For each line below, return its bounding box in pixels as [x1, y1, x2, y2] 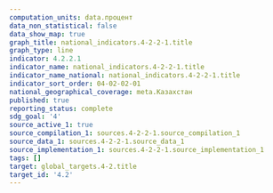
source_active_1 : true [9, 121, 93, 130]
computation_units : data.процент [9, 12, 133, 22]
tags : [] [9, 153, 42, 163]
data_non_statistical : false [9, 21, 117, 30]
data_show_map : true [9, 29, 86, 38]
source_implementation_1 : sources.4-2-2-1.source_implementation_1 [9, 145, 265, 154]
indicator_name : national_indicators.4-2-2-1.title [9, 63, 205, 72]
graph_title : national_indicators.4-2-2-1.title [9, 37, 193, 47]
